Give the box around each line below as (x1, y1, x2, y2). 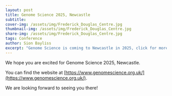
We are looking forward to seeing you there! (5, 85, 98, 91)
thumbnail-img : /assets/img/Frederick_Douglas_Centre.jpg (5, 27, 132, 32)
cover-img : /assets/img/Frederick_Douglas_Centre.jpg (5, 21, 123, 27)
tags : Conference (5, 36, 42, 41)
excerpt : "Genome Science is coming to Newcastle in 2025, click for (5, 45, 157, 51)
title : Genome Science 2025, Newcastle (5, 12, 91, 17)
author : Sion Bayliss (5, 41, 52, 46)
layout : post (5, 7, 33, 13)
